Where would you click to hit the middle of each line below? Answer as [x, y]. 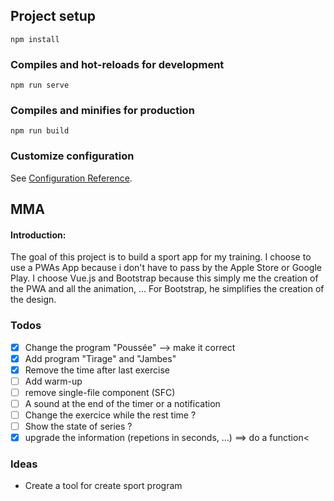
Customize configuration [72, 156]
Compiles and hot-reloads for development [117, 64]
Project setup [53, 16]
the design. [33, 300]
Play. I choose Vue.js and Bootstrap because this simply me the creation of [164, 278]
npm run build [40, 131]
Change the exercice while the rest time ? [110, 415]
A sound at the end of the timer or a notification [122, 403]
